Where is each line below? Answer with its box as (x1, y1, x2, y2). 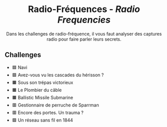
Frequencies (57, 14, 111, 26)
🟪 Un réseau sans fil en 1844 (12, 117, 73, 123)
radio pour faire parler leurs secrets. (46, 36, 122, 42)
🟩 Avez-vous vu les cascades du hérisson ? (12, 72, 104, 78)
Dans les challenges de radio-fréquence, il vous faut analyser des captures (6, 31, 162, 37)
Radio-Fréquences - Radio (28, 4, 140, 15)
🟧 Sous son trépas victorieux (12, 79, 73, 85)
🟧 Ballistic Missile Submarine (12, 94, 73, 100)
